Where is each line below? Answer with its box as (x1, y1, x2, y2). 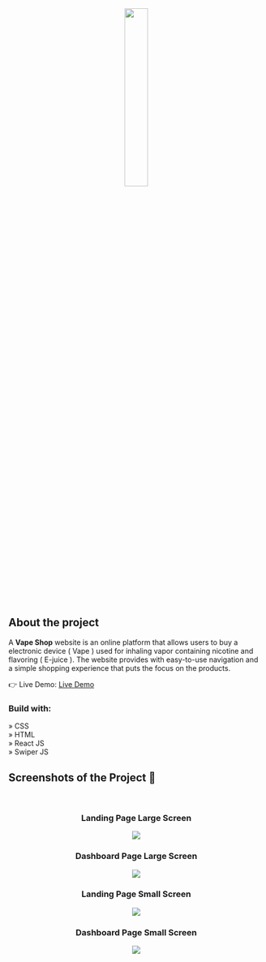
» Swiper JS (8, 747, 49, 757)
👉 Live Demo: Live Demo (8, 679, 95, 689)
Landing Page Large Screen (80, 812, 192, 823)
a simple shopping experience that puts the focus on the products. (8, 663, 231, 672)
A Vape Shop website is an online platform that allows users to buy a (8, 637, 238, 647)
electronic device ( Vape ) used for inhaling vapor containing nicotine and (8, 646, 254, 655)
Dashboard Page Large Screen (75, 851, 198, 862)
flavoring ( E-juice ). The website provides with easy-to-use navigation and (8, 655, 259, 664)
